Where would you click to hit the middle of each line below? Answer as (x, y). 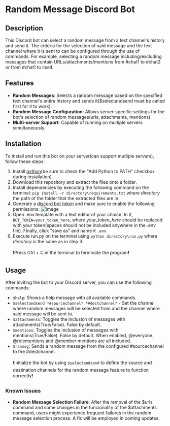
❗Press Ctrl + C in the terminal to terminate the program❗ (71, 252)
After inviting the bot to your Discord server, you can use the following (79, 282)
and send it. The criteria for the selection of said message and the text (79, 46)
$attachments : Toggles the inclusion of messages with (69, 319)
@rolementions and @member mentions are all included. (72, 341)
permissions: (26, 209)
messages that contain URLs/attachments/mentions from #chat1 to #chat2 (83, 62)
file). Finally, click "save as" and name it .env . (60, 231)
